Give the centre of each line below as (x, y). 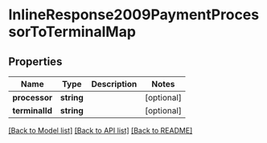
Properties (35, 61)
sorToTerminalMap (72, 32)
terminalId (32, 110)
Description (114, 84)
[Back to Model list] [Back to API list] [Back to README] (101, 131)
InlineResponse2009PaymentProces (134, 15)
